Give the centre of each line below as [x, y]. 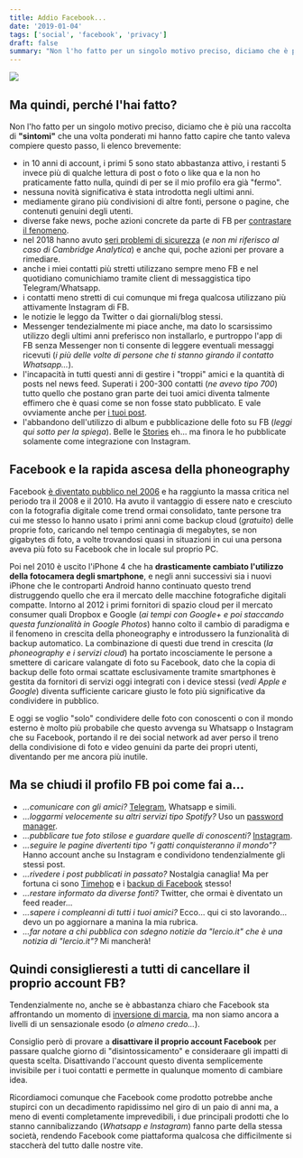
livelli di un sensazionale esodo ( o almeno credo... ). [105, 1024]
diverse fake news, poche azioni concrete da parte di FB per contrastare [156, 220]
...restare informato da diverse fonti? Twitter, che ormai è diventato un [152, 893]
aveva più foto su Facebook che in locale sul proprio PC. [114, 549]
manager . [40, 826]
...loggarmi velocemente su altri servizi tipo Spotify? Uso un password [153, 816]
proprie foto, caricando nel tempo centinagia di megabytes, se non [133, 530]
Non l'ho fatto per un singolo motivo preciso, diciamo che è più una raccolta [150, 126]
